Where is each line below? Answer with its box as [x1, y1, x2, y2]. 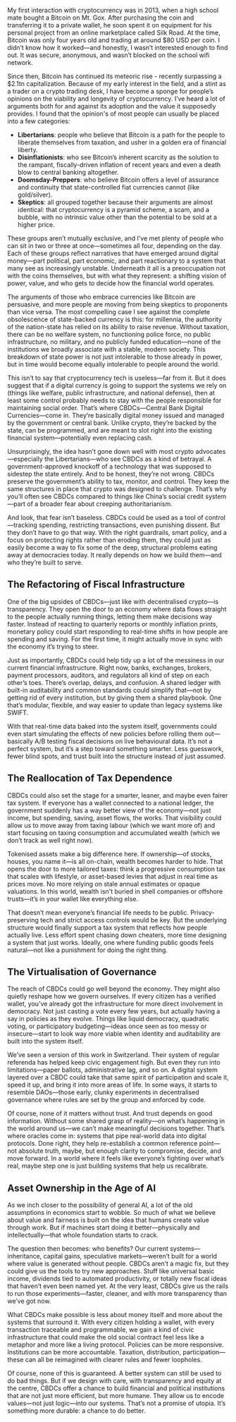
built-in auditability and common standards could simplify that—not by [7, 686, 211, 694]
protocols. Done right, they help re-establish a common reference [7, 1139, 198, 1148]
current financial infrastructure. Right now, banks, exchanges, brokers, [7, 663, 212, 672]
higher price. [17, 221, 55, 228]
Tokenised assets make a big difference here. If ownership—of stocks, [7, 849, 212, 858]
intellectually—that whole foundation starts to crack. [7, 1231, 159, 1239]
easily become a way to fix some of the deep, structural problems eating [7, 543, 218, 552]
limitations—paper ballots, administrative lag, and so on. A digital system [7, 1065, 218, 1074]
